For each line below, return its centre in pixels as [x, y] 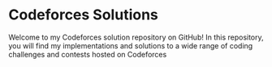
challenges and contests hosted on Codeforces [88, 54]
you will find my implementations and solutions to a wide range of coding [131, 45]
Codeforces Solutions [83, 15]
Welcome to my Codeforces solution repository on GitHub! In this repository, [136, 37]
